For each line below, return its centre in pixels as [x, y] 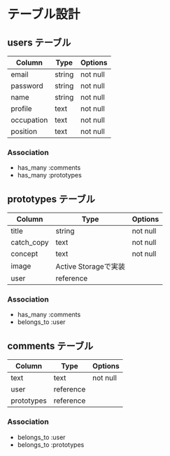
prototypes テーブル [51, 199]
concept [24, 254]
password [27, 86]
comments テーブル [50, 346]
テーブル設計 [44, 14]
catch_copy [30, 243]
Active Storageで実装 [91, 267]
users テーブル [39, 42]
